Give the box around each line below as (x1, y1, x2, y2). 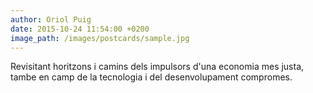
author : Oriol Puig (10, 14, 92, 25)
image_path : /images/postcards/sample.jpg (10, 33, 190, 43)
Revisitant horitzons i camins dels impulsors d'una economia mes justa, (10, 61, 305, 73)
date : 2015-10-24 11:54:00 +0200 (10, 24, 150, 34)
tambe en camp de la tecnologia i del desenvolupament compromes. (10, 71, 293, 83)
